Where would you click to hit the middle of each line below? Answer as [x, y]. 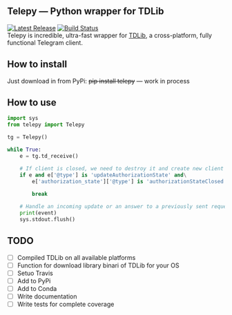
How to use [32, 103]
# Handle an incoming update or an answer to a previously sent [114, 207]
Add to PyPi [34, 281]
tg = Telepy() [28, 137]
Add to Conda [37, 288]
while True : [24, 150]
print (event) [38, 213]
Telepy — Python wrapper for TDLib [86, 11]
